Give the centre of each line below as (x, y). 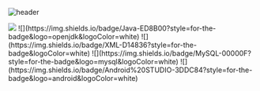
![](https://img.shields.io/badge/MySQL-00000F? (171, 53)
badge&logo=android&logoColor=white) (73, 78)
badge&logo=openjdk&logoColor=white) (74, 36)
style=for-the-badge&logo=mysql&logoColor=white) (94, 62)
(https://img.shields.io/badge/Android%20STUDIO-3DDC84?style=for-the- (130, 70)
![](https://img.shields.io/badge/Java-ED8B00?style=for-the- (117, 28)
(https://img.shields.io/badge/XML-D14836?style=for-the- (103, 45)
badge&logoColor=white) (49, 53)
